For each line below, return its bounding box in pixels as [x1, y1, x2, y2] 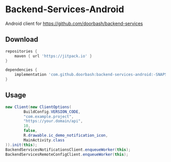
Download [5, 35, 38, 44]
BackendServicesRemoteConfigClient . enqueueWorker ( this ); [5, 152, 129, 157]
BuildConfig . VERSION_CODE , [23, 109, 81, 114]
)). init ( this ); [5, 142, 38, 147]
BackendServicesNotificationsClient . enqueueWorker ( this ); [5, 147, 131, 152]
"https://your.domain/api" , [23, 119, 83, 124]
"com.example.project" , [23, 114, 74, 119]
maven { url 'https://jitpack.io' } [14, 53, 93, 59]
